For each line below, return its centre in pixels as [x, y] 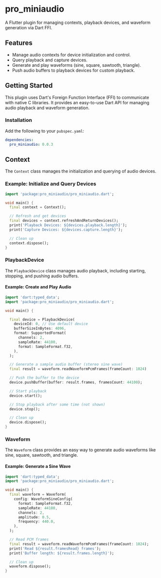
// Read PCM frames [29, 539]
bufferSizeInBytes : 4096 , [40, 328]
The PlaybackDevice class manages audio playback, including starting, [75, 270]
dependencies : [19, 140]
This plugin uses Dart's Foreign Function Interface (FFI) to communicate [77, 97]
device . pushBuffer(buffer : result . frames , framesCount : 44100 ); [76, 383]
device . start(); [26, 396]
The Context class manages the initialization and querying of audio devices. [81, 171]
